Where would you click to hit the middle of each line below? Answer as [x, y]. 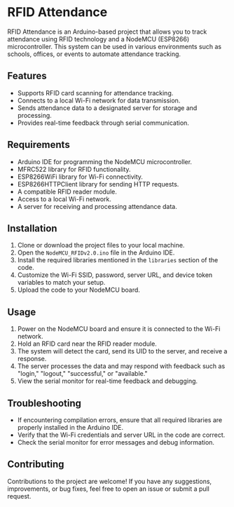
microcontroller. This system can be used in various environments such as [115, 46]
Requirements [39, 145]
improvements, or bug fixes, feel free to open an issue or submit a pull [109, 489]
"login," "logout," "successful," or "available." [83, 374]
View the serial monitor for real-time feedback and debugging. [108, 381]
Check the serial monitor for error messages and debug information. [116, 442]
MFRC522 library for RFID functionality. [74, 169]
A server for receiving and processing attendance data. [97, 206]
